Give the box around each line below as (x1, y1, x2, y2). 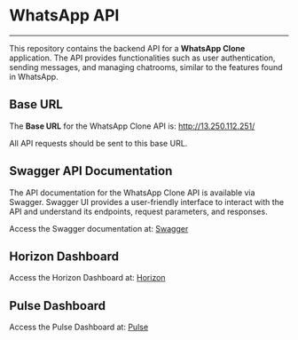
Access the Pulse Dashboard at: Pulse (9, 321, 149, 333)
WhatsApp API (9, 5, 120, 26)
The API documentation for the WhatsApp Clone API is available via (9, 187, 255, 198)
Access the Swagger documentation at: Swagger (9, 223, 189, 233)
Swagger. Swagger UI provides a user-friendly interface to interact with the (9, 196, 285, 207)
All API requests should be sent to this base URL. (9, 138, 188, 148)
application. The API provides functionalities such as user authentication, (9, 52, 276, 63)
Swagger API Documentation (9, 163, 173, 178)
